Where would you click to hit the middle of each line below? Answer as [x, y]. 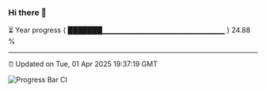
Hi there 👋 [28, 13]
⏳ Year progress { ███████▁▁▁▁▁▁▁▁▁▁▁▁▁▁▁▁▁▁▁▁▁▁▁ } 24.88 [129, 30]
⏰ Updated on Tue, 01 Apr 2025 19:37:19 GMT [83, 64]
